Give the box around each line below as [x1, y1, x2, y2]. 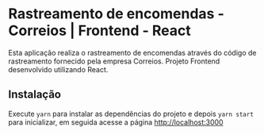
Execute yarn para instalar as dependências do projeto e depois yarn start [8, 109, 254, 118]
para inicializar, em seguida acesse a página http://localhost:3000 [8, 117, 224, 127]
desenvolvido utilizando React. [8, 64, 109, 74]
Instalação [8, 88, 62, 102]
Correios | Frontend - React [8, 21, 192, 40]
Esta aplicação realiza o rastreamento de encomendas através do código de [8, 48, 257, 57]
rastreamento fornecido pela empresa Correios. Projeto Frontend [8, 56, 220, 66]
